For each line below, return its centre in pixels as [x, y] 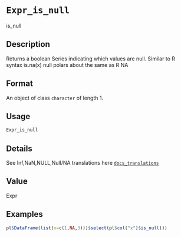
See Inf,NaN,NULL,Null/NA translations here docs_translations [83, 163]
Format [20, 84]
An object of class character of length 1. [55, 98]
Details [19, 148]
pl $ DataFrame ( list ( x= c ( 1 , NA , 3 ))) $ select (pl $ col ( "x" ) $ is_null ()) [87, 228]
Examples [24, 214]
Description [28, 44]
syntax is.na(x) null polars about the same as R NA [67, 65]
